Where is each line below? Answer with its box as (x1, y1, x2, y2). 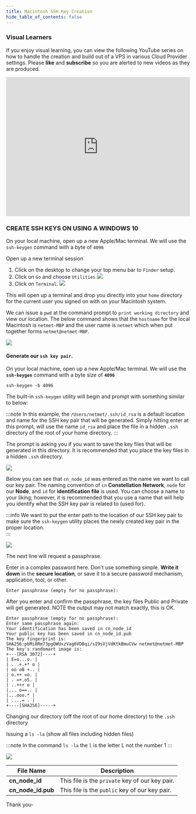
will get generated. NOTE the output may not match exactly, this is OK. (6, 604, 175, 611)
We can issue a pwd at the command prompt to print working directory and (6, 309, 190, 316)
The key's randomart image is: (6, 647, 82, 652)
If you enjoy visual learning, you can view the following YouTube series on (6, 46, 184, 53)
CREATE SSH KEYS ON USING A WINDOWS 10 (6, 224, 139, 232)
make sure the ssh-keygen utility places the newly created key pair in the (6, 518, 180, 525)
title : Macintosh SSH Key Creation (6, 8, 93, 15)
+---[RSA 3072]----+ (6, 651, 57, 658)
